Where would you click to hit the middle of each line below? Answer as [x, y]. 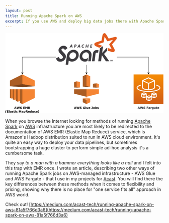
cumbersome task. [25, 153]
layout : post [19, 11]
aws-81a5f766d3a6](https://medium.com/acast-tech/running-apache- [78, 209]
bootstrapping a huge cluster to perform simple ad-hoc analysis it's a [77, 147]
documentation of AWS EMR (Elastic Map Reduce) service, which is [75, 132]
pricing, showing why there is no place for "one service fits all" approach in [83, 189]
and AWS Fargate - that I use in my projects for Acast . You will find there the [84, 178]
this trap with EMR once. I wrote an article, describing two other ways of [80, 168]
